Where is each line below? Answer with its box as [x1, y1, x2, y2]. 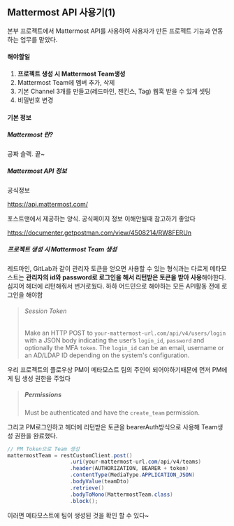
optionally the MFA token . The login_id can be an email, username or [24, 343, 224, 352]
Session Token [24, 307, 67, 315]
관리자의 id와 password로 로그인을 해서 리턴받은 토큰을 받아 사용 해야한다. [25, 272, 226, 282]
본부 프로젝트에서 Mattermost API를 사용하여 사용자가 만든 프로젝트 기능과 [7, 27, 211, 35]
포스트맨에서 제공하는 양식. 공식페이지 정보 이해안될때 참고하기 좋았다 [7, 214, 196, 223]
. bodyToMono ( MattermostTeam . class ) [69, 491, 173, 498]
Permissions [24, 391, 62, 399]
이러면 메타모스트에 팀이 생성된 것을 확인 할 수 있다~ [7, 511, 149, 520]
